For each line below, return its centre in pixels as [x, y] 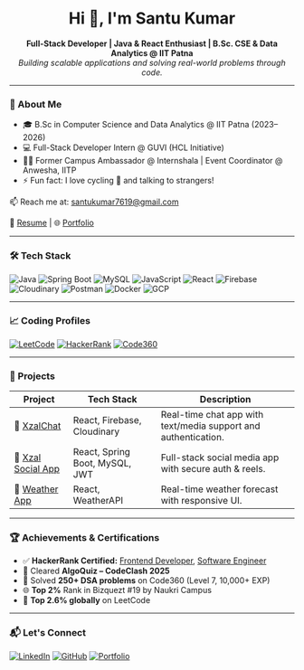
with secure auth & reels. [213, 469]
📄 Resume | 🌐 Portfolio [52, 223]
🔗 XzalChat [38, 426]
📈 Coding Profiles [50, 321]
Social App [37, 469]
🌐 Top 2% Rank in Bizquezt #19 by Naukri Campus [117, 590]
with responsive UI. [201, 501]
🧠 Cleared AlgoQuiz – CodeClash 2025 [96, 571]
